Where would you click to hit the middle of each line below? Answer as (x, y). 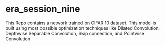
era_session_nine (43, 9)
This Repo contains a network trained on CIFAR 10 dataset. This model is (81, 23)
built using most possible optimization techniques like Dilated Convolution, (83, 28)
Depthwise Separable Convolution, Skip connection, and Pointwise (75, 33)
